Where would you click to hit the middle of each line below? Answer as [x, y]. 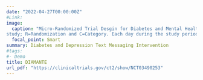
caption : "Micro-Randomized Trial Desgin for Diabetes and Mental [97, 29]
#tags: [14, 51]
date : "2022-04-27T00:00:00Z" [44, 12]
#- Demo [16, 57]
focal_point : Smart [36, 40]
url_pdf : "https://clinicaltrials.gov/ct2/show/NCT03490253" [85, 68]
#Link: [14, 17]
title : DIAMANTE [27, 62]
